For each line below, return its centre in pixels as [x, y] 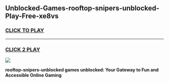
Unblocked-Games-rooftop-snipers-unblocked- [82, 8]
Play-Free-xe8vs [32, 16]
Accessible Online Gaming [33, 75]
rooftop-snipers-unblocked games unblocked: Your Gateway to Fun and [82, 69]
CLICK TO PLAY [25, 31]
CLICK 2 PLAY [23, 49]
